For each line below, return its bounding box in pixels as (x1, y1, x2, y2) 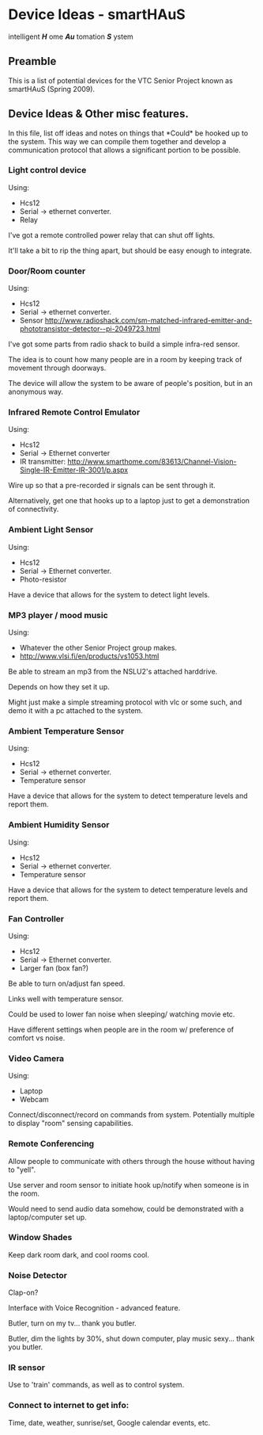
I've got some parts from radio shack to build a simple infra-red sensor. (8, 339, 240, 349)
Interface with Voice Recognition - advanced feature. (8, 1303, 181, 1313)
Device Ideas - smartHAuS (8, 6, 186, 24)
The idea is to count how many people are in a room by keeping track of (8, 355, 242, 364)
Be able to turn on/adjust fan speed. (8, 979, 126, 988)
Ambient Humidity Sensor (8, 819, 110, 830)
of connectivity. (8, 505, 59, 514)
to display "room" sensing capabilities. (8, 1119, 133, 1128)
